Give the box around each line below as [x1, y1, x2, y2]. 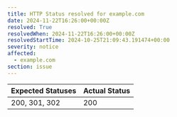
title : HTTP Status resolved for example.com [7, 10, 144, 18]
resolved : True [7, 23, 53, 30]
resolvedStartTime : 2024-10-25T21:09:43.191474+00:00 [7, 37, 171, 44]
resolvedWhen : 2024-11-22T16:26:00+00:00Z [7, 30, 135, 38]
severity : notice [7, 43, 59, 50]
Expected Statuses [11, 86, 77, 96]
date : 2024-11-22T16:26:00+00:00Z [7, 17, 110, 24]
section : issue [7, 63, 53, 70]
